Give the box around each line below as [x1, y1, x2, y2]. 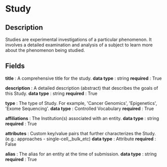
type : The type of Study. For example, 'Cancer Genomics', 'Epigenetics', [5, 100, 157, 106]
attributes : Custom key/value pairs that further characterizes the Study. [5, 130, 156, 136]
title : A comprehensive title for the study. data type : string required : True [5, 75, 162, 81]
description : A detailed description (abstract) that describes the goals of [5, 85, 158, 91]
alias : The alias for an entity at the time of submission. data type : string [5, 151, 157, 157]
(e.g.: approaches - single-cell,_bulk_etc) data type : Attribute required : [5, 136, 156, 142]
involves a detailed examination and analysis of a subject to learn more [5, 42, 153, 48]
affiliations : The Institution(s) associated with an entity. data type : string [5, 115, 159, 121]
